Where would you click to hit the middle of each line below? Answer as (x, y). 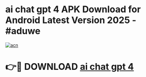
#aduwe (23, 31)
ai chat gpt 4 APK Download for (73, 9)
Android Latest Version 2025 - (71, 20)
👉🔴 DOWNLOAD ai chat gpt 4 (70, 67)
